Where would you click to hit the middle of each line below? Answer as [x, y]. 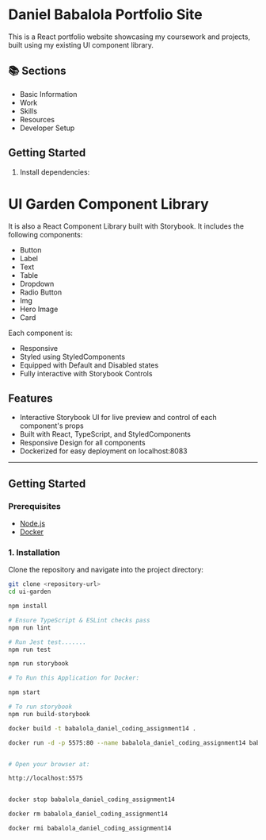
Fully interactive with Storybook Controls [86, 373]
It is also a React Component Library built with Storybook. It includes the [126, 226]
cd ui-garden [30, 592]
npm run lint [30, 628]
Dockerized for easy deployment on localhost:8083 [103, 451]
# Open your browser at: [49, 764]
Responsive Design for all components [82, 443]
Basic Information [48, 94]
